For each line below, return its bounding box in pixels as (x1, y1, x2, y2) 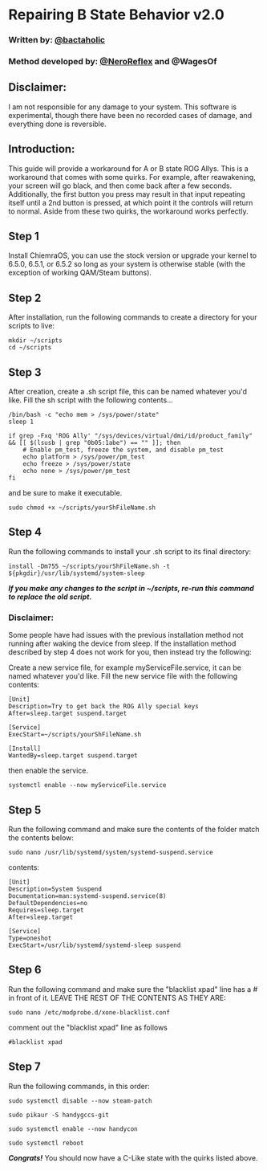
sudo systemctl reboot (8, 1139, 84, 1147)
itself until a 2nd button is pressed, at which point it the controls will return (8, 198, 253, 207)
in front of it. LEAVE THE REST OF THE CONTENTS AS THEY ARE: (8, 993, 226, 1002)
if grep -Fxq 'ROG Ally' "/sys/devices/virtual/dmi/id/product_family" (8, 432, 253, 440)
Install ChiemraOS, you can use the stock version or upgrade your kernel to (8, 251, 257, 260)
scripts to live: (8, 321, 55, 331)
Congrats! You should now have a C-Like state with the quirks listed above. (8, 1153, 258, 1162)
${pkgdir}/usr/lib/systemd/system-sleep (8, 569, 146, 577)
